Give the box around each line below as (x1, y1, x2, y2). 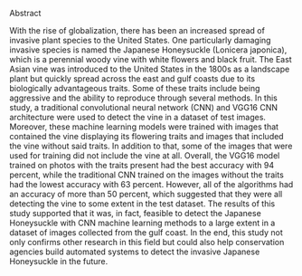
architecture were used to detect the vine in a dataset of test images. (9, 112, 267, 122)
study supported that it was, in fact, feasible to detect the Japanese (9, 208, 262, 218)
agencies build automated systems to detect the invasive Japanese (9, 246, 260, 257)
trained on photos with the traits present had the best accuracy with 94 (9, 160, 275, 170)
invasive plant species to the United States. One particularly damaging (9, 35, 271, 45)
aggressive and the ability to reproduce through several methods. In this (9, 92, 278, 103)
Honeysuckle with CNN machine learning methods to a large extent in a (9, 217, 276, 228)
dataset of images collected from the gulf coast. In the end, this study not (9, 227, 283, 238)
